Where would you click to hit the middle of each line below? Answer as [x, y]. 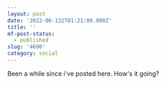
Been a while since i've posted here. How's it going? [83, 73]
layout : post [26, 14]
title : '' [22, 27]
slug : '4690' [26, 47]
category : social [33, 54]
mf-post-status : [31, 34]
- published [31, 40]
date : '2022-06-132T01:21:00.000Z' [60, 21]
